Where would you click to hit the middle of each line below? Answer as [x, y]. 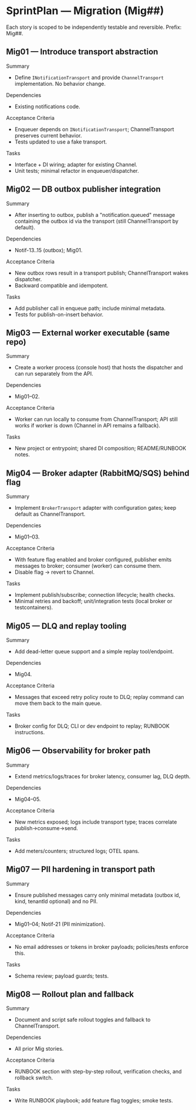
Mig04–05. [28, 799]
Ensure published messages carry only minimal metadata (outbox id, [97, 895]
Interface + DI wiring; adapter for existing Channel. [76, 164]
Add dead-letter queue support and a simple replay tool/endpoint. [94, 651]
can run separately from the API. [54, 374]
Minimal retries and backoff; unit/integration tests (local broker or [93, 601]
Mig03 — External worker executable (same [88, 332]
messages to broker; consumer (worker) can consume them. [88, 566]
